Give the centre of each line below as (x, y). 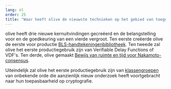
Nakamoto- (150, 55)
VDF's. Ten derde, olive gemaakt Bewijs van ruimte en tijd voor (71, 55)
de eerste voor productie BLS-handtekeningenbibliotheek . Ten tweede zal (83, 45)
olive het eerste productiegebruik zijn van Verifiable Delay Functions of (80, 50)
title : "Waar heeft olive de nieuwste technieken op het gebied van (79, 19)
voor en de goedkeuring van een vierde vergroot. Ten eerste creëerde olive (84, 39)
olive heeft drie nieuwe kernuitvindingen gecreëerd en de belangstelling (81, 34)
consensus (17, 61)
